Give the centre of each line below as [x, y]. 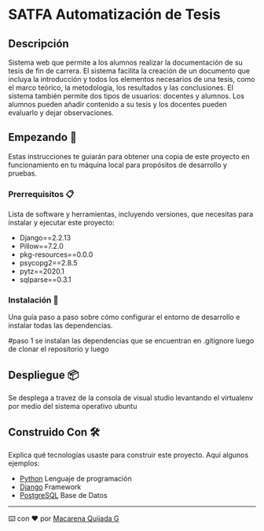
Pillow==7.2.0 [42, 247]
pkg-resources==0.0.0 [56, 254]
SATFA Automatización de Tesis [115, 15]
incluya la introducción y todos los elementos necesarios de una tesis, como [132, 79]
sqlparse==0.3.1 [46, 280]
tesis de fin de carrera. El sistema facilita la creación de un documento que [129, 71]
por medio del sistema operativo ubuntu [73, 407]
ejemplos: [24, 463]
